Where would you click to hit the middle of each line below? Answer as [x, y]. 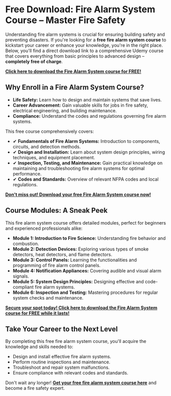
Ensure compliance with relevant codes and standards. [70, 373]
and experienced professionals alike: [44, 228]
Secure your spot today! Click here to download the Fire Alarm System [81, 308]
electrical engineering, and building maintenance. [65, 110]
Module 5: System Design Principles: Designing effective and [78, 281]
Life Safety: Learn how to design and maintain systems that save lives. [87, 100]
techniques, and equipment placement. [54, 157]
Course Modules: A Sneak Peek [57, 211]
